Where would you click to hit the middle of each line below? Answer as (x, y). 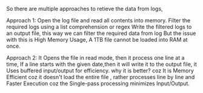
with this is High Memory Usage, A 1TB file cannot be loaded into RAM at (97, 40)
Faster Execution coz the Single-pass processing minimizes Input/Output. (98, 83)
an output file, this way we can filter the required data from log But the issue (101, 33)
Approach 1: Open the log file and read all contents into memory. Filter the (98, 20)
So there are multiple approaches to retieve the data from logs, (85, 9)
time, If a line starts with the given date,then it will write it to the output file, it (101, 64)
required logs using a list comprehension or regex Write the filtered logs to (99, 27)
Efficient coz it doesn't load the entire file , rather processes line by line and (101, 77)
